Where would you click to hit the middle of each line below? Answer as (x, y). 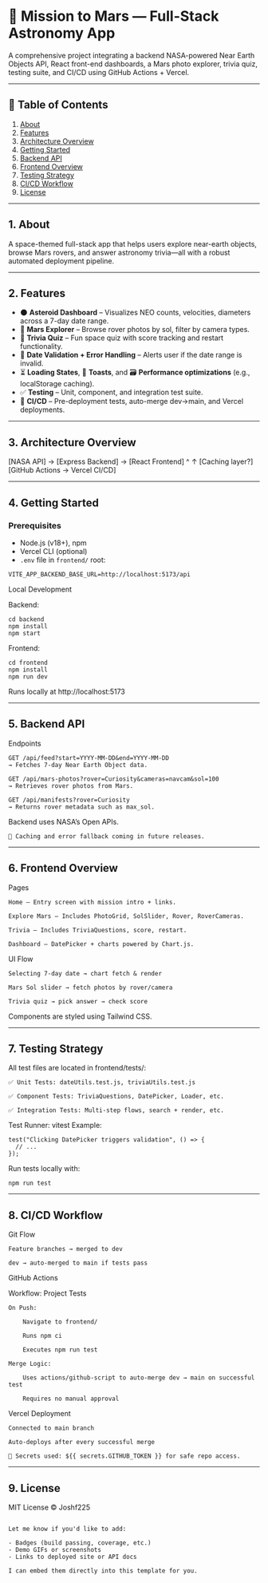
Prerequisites (35, 525)
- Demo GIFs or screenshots (55, 1549)
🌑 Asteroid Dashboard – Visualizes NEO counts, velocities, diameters (135, 313)
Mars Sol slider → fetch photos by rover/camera (91, 987)
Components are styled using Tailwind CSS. (80, 1016)
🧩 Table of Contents (58, 105)
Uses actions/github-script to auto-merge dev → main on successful (139, 1378)
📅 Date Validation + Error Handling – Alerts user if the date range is (131, 355)
